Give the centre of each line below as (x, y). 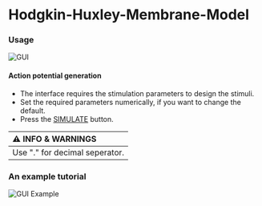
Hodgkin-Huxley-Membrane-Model (129, 15)
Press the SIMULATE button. (67, 119)
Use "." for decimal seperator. (69, 152)
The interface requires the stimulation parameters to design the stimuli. (137, 93)
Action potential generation (55, 76)
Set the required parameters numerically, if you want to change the (131, 102)
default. (32, 111)
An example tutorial (47, 176)
